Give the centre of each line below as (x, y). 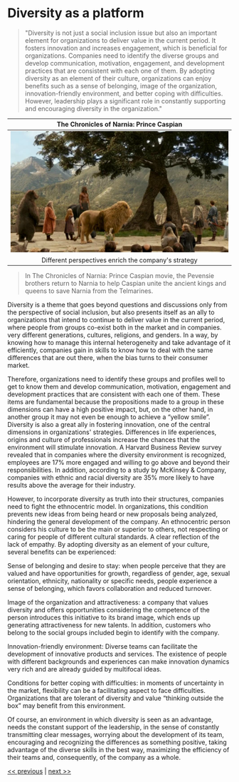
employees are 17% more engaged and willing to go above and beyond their (118, 463)
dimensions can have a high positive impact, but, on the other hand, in (110, 410)
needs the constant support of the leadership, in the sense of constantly (113, 727)
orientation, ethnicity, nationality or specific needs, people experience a (112, 581)
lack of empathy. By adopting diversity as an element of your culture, (108, 545)
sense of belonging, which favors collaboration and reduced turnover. (110, 589)
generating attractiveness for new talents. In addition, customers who (109, 625)
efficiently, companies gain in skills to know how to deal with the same (110, 350)
